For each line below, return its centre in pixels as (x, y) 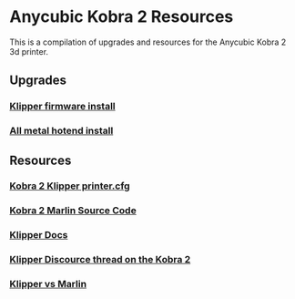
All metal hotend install (61, 131)
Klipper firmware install (62, 107)
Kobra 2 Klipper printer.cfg (70, 186)
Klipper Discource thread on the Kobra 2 (100, 260)
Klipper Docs (39, 235)
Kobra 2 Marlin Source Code (73, 211)
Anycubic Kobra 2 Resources (122, 17)
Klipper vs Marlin (48, 284)
